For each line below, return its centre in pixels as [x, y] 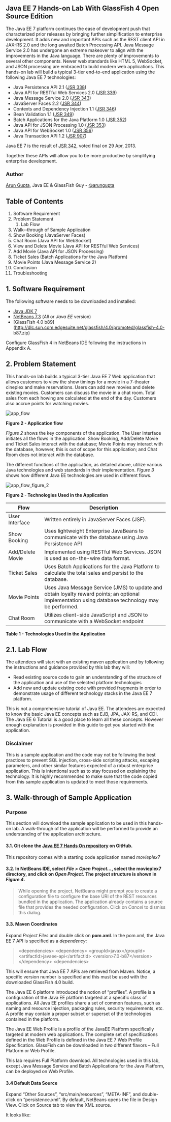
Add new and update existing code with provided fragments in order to [87, 688]
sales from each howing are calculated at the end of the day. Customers [81, 398]
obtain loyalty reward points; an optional [92, 594]
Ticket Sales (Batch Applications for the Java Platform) [70, 257]
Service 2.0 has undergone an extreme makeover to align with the [75, 50]
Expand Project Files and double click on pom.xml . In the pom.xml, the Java [85, 935]
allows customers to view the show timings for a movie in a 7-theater [78, 382]
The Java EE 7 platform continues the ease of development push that [78, 29]
